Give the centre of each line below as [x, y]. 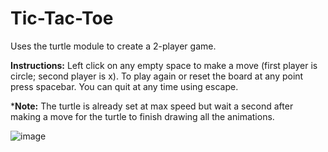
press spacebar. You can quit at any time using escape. [124, 86]
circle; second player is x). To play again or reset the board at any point [157, 76]
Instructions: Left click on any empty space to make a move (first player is [164, 65]
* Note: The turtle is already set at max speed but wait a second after [152, 106]
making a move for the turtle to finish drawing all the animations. [142, 116]
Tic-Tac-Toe [62, 18]
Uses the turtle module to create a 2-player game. [113, 46]
